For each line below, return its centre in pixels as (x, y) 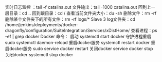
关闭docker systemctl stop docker (39, 54)
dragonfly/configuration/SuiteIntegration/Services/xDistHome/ (67, 30)
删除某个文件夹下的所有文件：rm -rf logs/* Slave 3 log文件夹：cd (70, 19)
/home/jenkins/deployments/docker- (42, 25)
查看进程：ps (144, 30)
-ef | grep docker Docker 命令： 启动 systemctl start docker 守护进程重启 (78, 36)
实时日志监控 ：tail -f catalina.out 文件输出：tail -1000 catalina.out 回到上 (78, 7)
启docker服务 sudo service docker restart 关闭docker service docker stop (79, 48)
